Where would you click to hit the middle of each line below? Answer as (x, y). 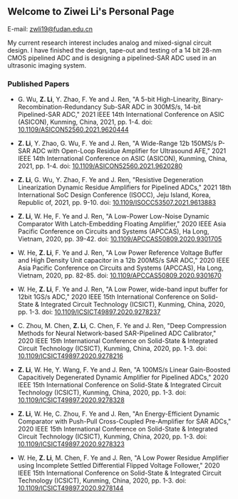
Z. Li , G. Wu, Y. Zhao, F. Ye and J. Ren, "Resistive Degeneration (110, 180)
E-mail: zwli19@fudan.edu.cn (50, 28)
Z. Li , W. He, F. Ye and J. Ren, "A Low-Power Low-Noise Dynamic (114, 216)
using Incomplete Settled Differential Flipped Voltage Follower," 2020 (119, 466)
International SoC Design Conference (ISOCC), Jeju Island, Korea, (114, 195)
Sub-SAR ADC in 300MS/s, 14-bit (152, 107)
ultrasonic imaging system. (47, 65)
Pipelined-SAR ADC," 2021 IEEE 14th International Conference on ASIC (121, 115)
